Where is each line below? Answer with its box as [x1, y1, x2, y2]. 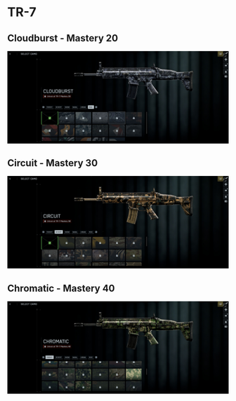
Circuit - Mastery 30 [7, 157, 98, 169]
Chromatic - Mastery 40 [7, 282, 115, 294]
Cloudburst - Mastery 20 [7, 32, 118, 44]
